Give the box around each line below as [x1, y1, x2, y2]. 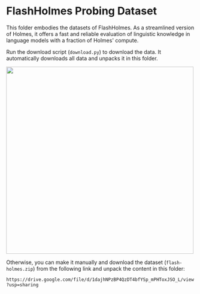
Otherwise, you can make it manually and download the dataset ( [6, 259, 166, 266]
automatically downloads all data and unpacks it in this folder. [6, 54, 158, 62]
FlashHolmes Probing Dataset [6, 4, 157, 18]
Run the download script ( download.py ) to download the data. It [6, 48, 162, 55]
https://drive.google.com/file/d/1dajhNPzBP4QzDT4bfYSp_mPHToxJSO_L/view [6, 277, 195, 283]
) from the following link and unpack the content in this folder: [32, 265, 185, 272]
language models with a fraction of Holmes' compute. [6, 37, 139, 44]
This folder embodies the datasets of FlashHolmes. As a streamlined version [6, 24, 195, 31]
